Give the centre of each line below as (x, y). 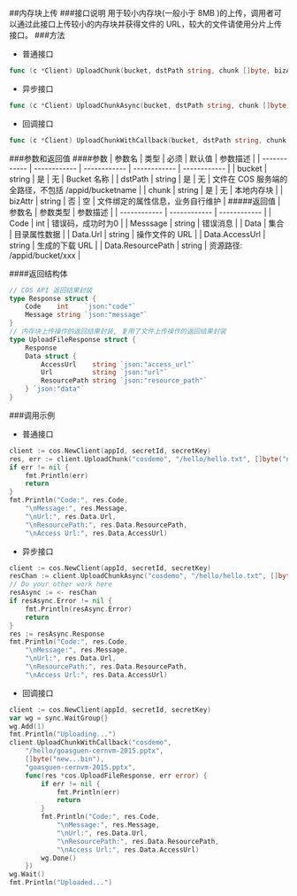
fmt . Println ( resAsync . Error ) (79, 609)
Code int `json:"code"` (81, 307)
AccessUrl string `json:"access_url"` (118, 364)
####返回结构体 (38, 274)
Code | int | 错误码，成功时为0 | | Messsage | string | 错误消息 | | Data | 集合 (147, 223)
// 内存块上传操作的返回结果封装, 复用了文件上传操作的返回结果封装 (118, 331)
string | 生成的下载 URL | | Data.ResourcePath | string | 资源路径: (126, 245)
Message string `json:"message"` (87, 315)
